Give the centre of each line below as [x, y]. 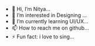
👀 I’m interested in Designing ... [49, 15]
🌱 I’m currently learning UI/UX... [50, 21]
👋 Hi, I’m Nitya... [31, 9]
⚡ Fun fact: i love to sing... [43, 37]
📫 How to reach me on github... [50, 28]
